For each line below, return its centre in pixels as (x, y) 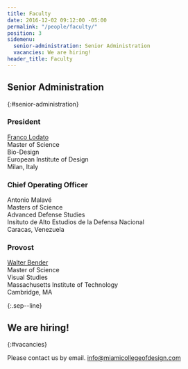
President (24, 122)
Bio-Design (23, 152)
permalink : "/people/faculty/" (52, 26)
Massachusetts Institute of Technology (63, 285)
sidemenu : (22, 40)
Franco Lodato (28, 137)
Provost (21, 248)
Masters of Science (35, 207)
